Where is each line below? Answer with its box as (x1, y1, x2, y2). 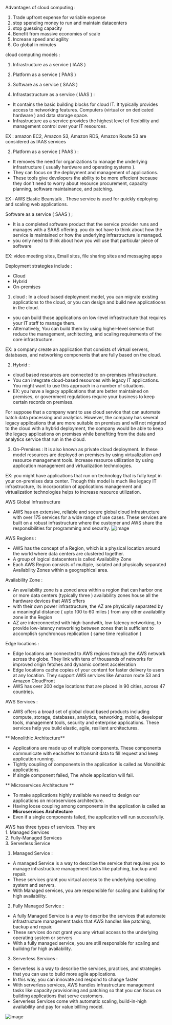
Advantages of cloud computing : (5, 5, 76, 10)
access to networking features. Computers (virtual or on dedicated (12, 107, 154, 113)
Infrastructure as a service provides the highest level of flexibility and (12, 118, 159, 124)
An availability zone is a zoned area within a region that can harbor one (12, 587, 163, 593)
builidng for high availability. (12, 945, 72, 952)
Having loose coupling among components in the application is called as (12, 803, 166, 809)
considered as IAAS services (5, 139, 67, 144)
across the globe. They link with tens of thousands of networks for (12, 656, 154, 662)
